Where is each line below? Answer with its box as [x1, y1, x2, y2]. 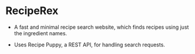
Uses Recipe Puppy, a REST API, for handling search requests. [14, 41, 166, 48]
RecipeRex [5, 4, 59, 18]
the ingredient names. [14, 29, 68, 36]
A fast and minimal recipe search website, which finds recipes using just [14, 23, 189, 31]
